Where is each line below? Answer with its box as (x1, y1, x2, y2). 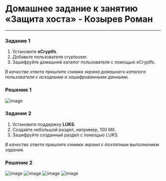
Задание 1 (5, 37, 31, 44)
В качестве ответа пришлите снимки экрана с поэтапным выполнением (5, 141, 160, 147)
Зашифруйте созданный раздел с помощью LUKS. (12, 132, 119, 138)
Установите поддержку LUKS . (12, 121, 76, 127)
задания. (5, 147, 24, 153)
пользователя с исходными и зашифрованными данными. (5, 74, 129, 80)
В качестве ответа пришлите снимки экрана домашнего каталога (5, 69, 146, 75)
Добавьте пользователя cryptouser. (12, 54, 88, 60)
